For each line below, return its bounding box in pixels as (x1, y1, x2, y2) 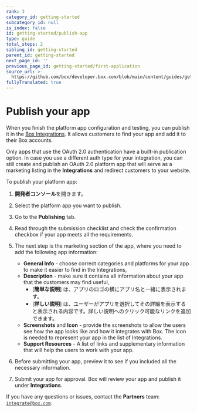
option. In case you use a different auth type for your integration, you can (6, 154, 183, 161)
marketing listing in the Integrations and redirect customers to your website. (6, 167, 191, 174)
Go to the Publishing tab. (14, 213, 76, 220)
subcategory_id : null (6, 19, 59, 25)
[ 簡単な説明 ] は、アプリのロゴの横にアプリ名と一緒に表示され (32, 285, 182, 292)
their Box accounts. (6, 136, 53, 144)
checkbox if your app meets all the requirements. (14, 231, 134, 238)
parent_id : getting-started (6, 52, 75, 58)
